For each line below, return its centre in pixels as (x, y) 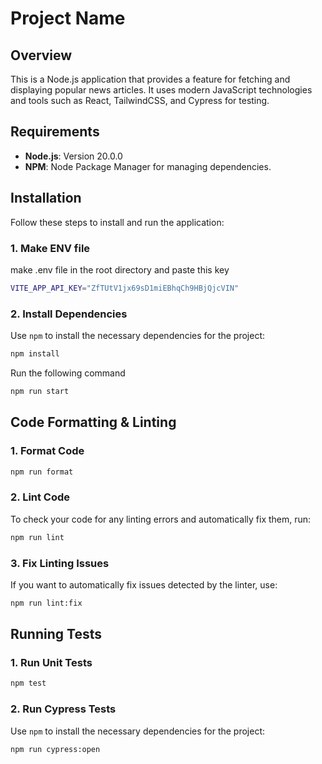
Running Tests (56, 634)
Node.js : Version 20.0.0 (73, 156)
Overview (41, 55)
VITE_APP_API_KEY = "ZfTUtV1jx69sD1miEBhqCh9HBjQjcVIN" (125, 288)
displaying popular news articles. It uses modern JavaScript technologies (161, 90)
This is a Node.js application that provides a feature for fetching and (150, 79)
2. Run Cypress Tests (63, 709)
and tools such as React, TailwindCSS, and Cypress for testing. (140, 100)
